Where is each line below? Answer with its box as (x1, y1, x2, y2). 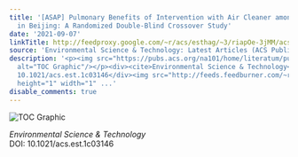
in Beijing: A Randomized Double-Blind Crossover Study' (17, 21, 232, 30)
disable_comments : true (9, 87, 98, 96)
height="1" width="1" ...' (17, 79, 117, 88)
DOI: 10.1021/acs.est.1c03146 (9, 138, 114, 149)
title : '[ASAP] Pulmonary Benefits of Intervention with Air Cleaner (9, 12, 272, 22)
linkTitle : (9, 37, 50, 47)
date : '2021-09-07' (9, 29, 82, 38)
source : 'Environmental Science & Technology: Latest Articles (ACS (9, 46, 268, 55)
